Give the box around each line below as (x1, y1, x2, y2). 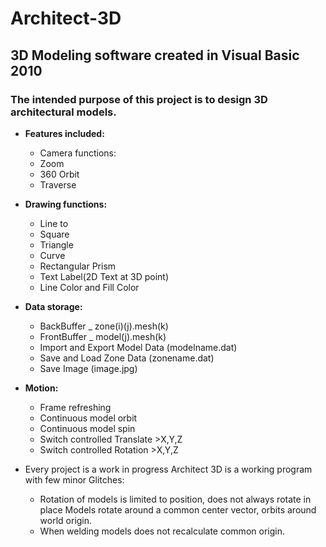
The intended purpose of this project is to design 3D (10, 92, 268, 106)
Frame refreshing (39, 401, 112, 413)
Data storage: (24, 300, 83, 312)
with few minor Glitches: (24, 473, 125, 486)
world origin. (39, 514, 93, 526)
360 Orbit (39, 168, 80, 180)
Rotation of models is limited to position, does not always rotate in (39, 493, 312, 505)
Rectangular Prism (39, 260, 117, 272)
